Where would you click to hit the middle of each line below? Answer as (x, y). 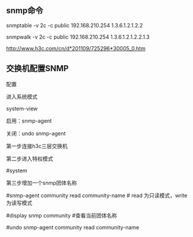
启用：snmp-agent (29, 121)
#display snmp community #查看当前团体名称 (62, 215)
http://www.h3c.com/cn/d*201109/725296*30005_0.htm (76, 48)
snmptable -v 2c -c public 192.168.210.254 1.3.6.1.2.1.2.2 (75, 25)
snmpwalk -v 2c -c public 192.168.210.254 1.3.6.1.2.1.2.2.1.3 (78, 37)
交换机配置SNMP (37, 69)
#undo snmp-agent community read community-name (73, 227)
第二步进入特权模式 (30, 159)
